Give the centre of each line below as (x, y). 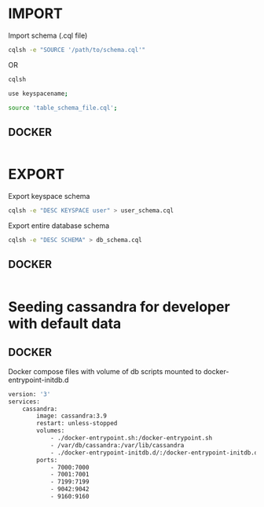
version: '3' (29, 394)
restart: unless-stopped (77, 424)
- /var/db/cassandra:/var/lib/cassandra (117, 445)
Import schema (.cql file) (48, 35)
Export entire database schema (59, 226)
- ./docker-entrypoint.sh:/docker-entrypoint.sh (131, 438)
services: (24, 402)
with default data (65, 323)
